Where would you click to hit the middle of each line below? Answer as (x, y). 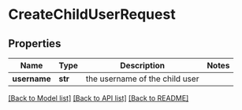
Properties (35, 44)
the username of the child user (142, 79)
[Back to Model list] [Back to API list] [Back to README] (99, 98)
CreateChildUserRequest (92, 15)
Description (143, 66)
